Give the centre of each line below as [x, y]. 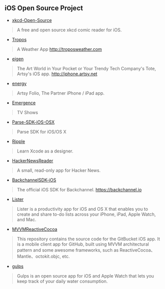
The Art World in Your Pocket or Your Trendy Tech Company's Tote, [86, 68]
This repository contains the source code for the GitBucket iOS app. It [88, 239]
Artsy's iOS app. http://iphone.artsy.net [57, 74]
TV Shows [27, 112]
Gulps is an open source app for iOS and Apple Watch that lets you [85, 276]
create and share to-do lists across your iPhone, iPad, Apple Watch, [86, 214]
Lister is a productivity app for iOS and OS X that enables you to [82, 209]
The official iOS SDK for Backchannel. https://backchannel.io [79, 189]
